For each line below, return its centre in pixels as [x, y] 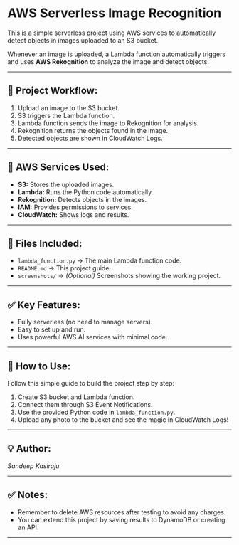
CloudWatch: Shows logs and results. [73, 214]
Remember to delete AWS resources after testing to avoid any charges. [122, 512]
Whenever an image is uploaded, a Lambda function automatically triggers [117, 54]
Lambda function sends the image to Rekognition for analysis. [108, 123]
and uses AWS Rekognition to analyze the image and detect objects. [108, 61]
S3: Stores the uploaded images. [66, 184]
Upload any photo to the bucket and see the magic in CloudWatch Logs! [123, 420]
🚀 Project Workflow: [53, 91]
